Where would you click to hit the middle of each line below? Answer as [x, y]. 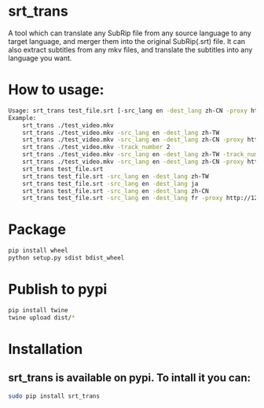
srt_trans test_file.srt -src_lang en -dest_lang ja [110, 184]
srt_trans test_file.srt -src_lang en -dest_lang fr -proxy [123, 199]
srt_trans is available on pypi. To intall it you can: [130, 378]
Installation [46, 349]
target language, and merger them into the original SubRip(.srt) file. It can [127, 41]
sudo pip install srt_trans [54, 396]
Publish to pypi [58, 290]
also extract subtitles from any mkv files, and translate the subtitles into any [130, 49]
